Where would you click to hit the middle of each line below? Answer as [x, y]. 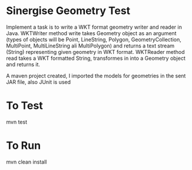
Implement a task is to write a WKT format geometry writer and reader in [94, 27]
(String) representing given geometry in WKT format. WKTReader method [95, 52]
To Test [24, 106]
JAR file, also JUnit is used [39, 82]
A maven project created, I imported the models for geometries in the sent [96, 76]
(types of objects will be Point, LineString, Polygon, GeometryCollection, [94, 39]
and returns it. [23, 64]
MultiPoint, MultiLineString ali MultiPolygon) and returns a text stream [90, 46]
